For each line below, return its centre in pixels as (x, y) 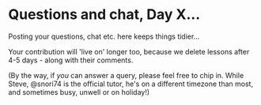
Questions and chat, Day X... (104, 15)
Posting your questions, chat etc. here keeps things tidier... (104, 36)
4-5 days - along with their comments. (71, 60)
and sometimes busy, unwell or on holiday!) (79, 92)
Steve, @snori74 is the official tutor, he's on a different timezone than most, (131, 84)
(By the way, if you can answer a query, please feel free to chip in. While (126, 75)
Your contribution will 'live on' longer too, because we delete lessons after (129, 51)
